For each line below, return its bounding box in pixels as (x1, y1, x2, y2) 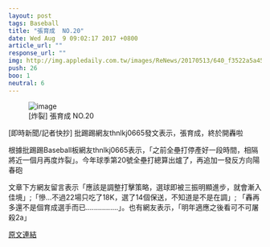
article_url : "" (8, 42, 63, 50)
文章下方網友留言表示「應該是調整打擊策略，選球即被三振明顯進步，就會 (8, 182, 247, 191)
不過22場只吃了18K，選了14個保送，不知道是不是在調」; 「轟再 (51, 192, 260, 202)
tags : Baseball (8, 19, 59, 27)
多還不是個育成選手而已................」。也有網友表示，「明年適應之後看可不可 (8, 202, 252, 212)
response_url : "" (8, 49, 67, 57)
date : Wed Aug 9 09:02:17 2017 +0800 (8, 34, 138, 43)
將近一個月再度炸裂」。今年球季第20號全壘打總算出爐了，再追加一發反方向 (8, 154, 253, 165)
